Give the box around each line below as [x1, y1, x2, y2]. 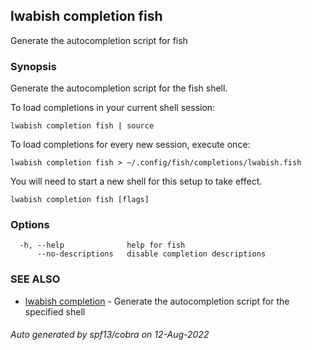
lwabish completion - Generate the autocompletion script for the [24, 295, 290, 307]
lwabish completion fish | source [10, 121, 155, 131]
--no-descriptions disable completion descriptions [36, 249, 267, 259]
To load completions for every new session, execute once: [10, 139, 251, 151]
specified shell [24, 305, 86, 318]
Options [10, 218, 50, 232]
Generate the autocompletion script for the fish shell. [10, 82, 228, 94]
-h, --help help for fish [19, 240, 186, 251]
